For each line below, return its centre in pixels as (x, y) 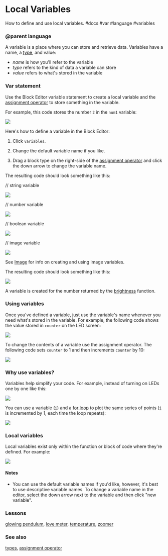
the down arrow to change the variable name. (59, 166)
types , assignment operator (34, 548)
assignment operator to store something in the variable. (62, 102)
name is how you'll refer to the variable (53, 62)
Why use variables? (30, 372)
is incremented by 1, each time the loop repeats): (56, 413)
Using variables (25, 304)
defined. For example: (28, 452)
